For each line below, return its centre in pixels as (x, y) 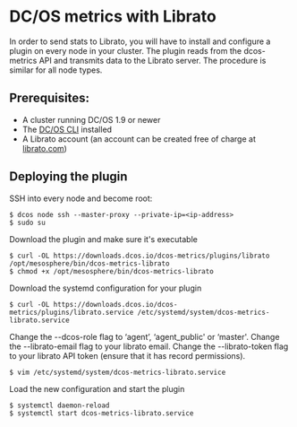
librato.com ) (44, 148)
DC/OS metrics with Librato (113, 17)
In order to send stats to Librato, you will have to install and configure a (140, 41)
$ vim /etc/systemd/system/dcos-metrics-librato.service (118, 372)
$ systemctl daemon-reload (59, 405)
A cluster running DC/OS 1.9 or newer (91, 119)
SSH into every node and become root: (81, 198)
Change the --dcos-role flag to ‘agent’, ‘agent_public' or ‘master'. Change (144, 336)
